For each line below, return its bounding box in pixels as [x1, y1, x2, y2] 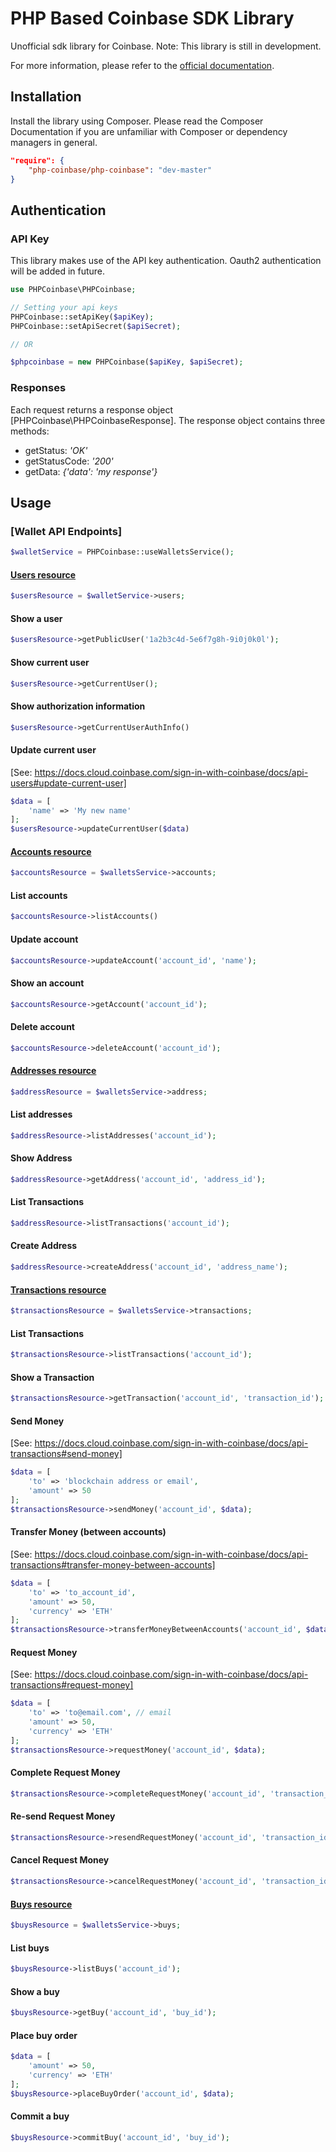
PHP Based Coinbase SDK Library [10, 7, 295, 30]
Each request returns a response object [10, 403, 173, 416]
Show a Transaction [10, 1371, 95, 1383]
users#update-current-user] [10, 777, 127, 789]
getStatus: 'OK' [24, 444, 88, 456]
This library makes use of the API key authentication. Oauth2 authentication [10, 255, 322, 267]
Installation [10, 88, 82, 106]
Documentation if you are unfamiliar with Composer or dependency [10, 125, 288, 137]
